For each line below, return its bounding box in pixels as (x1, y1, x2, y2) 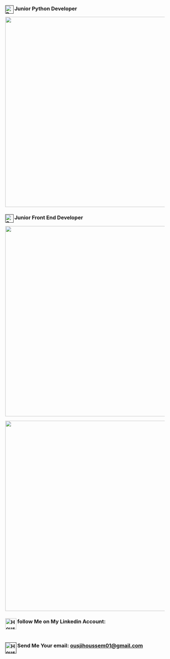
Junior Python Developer (14, 5, 77, 12)
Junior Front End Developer (14, 214, 83, 221)
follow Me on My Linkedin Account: (17, 618, 106, 625)
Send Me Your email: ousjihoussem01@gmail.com (17, 642, 143, 649)
